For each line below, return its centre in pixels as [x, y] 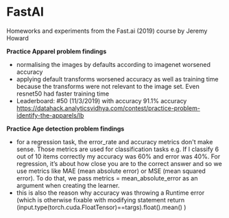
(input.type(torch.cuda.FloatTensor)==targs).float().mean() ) [101, 207]
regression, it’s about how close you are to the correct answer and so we [119, 163]
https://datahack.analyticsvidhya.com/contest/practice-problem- [108, 108]
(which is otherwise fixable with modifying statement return [100, 200]
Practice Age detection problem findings [65, 128]
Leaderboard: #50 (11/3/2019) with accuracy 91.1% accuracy [101, 100]
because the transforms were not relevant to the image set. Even [108, 86]
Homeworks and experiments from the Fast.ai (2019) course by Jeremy [107, 31]
